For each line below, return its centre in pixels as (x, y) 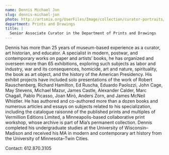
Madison (14, 133)
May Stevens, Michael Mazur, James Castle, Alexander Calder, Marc (76, 90)
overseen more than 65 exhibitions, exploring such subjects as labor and (80, 64)
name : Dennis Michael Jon (32, 10)
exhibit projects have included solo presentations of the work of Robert (79, 80)
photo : (12, 19)
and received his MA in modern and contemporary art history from (93, 133)
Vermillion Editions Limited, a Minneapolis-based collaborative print (75, 117)
